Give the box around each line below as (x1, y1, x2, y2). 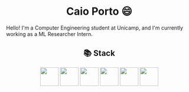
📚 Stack (83, 48, 115, 58)
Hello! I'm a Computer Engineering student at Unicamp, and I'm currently (6, 24, 184, 31)
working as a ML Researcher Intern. (6, 30, 93, 37)
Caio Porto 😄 (66, 5, 133, 18)
